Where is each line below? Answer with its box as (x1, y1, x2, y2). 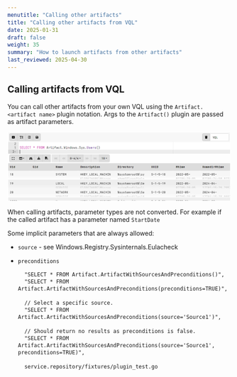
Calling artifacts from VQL (7, 84, 125, 96)
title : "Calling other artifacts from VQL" (7, 18, 138, 26)
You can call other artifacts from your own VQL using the (7, 102, 174, 111)
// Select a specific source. (24, 299, 114, 306)
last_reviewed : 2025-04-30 (7, 57, 87, 64)
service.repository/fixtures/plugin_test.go (24, 363, 158, 370)
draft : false (7, 34, 46, 41)
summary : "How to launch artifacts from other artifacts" (7, 49, 182, 56)
